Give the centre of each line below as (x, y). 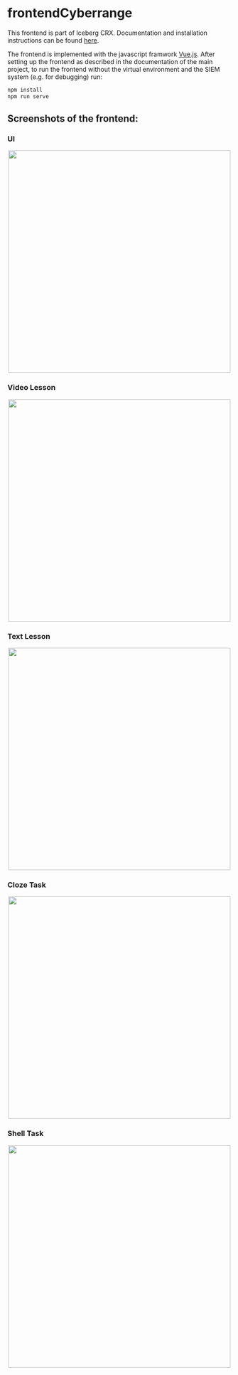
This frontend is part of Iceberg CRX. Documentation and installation (108, 33)
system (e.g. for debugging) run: (55, 77)
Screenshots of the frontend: (73, 119)
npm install (25, 90)
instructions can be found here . (53, 40)
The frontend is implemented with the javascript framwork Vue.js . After (111, 54)
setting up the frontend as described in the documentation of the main (110, 61)
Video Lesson (32, 388)
